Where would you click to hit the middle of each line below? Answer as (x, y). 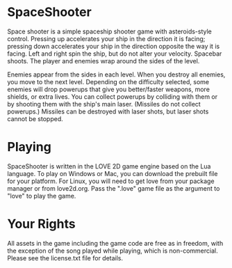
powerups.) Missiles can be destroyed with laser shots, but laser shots (108, 111)
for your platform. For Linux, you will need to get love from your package (111, 181)
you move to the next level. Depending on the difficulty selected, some (108, 81)
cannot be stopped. (35, 118)
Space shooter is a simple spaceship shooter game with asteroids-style (109, 31)
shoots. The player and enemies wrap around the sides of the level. (103, 61)
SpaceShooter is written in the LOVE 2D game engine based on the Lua (109, 166)
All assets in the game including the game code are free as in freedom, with (115, 243)
